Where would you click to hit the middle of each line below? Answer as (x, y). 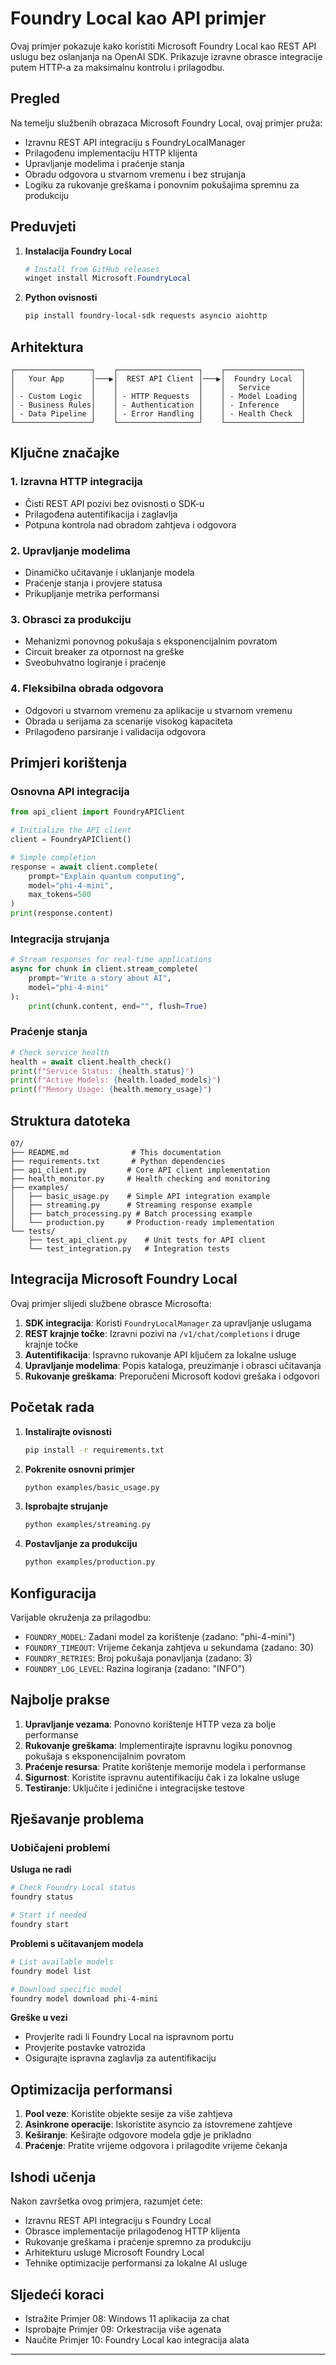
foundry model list (51, 1971)
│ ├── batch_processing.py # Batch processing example (131, 1214)
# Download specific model (66, 1989)
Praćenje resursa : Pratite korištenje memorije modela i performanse (165, 1766)
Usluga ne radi (41, 1869)
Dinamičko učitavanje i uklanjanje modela (109, 572)
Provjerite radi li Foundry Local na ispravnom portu (129, 2037)
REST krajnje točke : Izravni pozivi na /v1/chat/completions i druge (162, 1333)
